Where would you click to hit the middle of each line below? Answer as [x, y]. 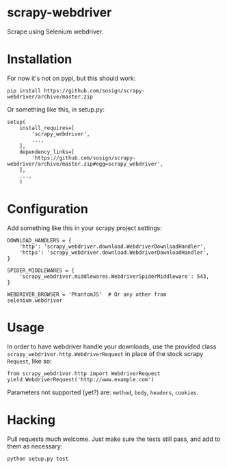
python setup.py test [38, 459]
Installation [40, 59]
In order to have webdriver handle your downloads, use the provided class [112, 346]
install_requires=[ [47, 128]
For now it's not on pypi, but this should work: [71, 78]
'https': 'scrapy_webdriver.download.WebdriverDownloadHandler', [115, 252]
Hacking [31, 420]
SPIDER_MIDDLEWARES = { [41, 270]
